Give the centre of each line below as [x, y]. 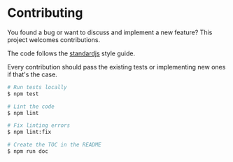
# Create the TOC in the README [54, 145]
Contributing [45, 13]
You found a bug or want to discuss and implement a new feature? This [110, 32]
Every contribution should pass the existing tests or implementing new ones [116, 67]
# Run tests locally [37, 87]
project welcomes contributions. [54, 39]
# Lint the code [31, 107]
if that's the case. [32, 74]
